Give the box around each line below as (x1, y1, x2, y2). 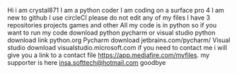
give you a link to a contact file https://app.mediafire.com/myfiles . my (7, 51, 210, 59)
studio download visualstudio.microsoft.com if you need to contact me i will (7, 44, 228, 51)
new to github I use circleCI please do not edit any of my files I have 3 (7, 13, 211, 22)
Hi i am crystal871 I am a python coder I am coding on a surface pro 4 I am (7, 6, 224, 14)
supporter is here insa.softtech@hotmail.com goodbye (7, 58, 166, 66)
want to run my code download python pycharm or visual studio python (7, 28, 216, 37)
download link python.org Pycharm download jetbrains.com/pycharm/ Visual (7, 36, 231, 44)
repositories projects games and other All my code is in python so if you (7, 21, 217, 29)
